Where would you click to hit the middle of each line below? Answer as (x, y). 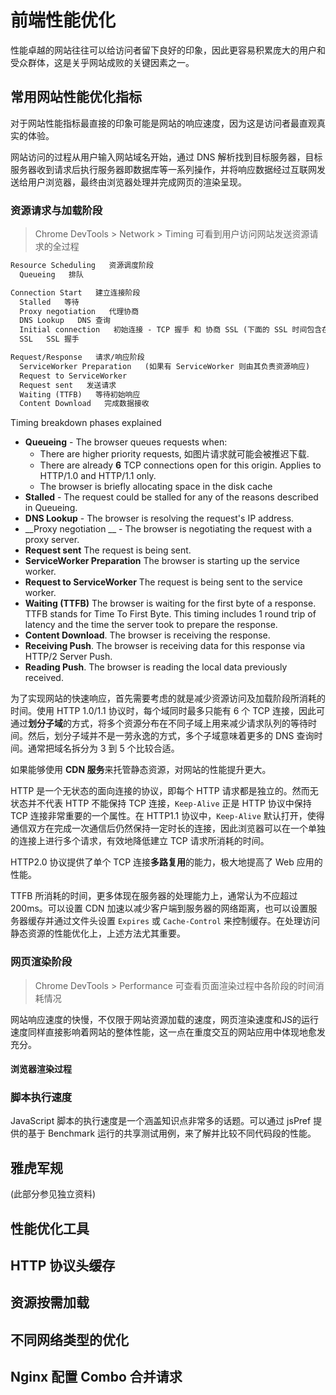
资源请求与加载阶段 (56, 210)
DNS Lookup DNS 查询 (65, 321)
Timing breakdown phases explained (86, 423)
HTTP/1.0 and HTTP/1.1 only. (98, 476)
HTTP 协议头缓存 (63, 1266)
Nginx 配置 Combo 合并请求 (96, 1377)
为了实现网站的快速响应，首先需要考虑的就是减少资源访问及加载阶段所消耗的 (168, 698)
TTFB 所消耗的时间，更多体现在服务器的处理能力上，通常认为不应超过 (154, 896)
